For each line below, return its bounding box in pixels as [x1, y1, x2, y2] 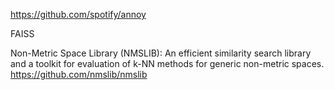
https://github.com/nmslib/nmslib [10, 69, 148, 80]
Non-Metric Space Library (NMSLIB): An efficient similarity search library [10, 47, 312, 59]
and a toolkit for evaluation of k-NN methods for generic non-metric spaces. [10, 58, 325, 69]
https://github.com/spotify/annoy [10, 9, 147, 20]
